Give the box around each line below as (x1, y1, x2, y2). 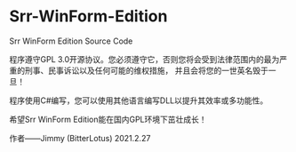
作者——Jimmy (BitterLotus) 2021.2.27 (9, 132, 151, 143)
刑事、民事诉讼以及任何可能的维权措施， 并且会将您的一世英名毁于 (24, 65, 268, 76)
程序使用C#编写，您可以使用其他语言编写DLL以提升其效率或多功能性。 (9, 95, 268, 106)
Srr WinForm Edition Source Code (9, 36, 133, 46)
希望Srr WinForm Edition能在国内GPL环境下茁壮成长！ (9, 114, 207, 124)
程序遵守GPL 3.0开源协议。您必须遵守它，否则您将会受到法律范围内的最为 (9, 53, 280, 64)
